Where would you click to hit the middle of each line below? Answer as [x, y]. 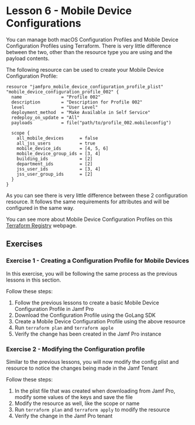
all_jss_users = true [56, 143]
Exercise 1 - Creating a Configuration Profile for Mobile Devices [97, 261]
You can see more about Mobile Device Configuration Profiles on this [89, 219]
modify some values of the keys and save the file [73, 397]
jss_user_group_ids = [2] [55, 174]
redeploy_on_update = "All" [46, 118]
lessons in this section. [34, 280]
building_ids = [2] [55, 159]
